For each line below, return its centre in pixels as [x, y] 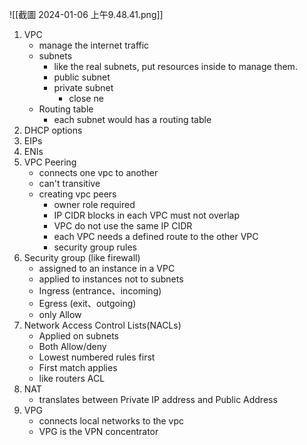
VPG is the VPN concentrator [98, 431]
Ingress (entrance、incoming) [100, 291]
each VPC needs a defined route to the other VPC [156, 236]
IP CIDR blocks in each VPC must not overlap [146, 215]
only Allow [60, 314]
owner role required [94, 204]
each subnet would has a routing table [132, 119]
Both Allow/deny [72, 346]
